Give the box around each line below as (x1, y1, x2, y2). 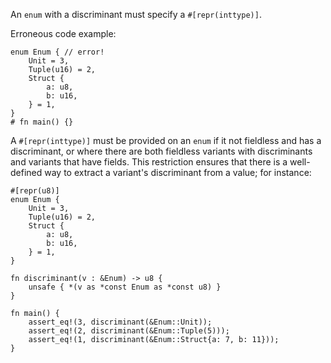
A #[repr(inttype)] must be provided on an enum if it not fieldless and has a (10, 135, 322, 146)
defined (10, 167, 43, 178)
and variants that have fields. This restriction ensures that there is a (10, 156, 288, 168)
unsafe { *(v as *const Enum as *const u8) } (28, 282, 222, 292)
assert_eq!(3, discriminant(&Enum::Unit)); (28, 317, 213, 327)
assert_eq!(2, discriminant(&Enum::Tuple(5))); (28, 326, 230, 336)
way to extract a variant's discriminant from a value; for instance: (44, 167, 312, 178)
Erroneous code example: (10, 28, 117, 39)
